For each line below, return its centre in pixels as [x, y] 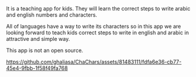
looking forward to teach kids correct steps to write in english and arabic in [98, 33]
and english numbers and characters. [52, 15]
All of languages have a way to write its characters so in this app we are [94, 26]
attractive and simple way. [38, 39]
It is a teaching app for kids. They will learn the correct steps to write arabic [98, 9]
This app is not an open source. [45, 50]
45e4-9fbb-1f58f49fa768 [37, 68]
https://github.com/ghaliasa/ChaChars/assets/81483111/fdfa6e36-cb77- [94, 62]
